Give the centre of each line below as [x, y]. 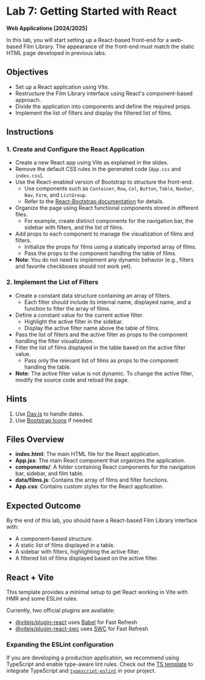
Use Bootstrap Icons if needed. [54, 420]
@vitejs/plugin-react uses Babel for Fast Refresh [76, 622]
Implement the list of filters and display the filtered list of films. [94, 113]
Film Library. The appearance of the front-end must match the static [109, 46]
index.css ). [29, 176]
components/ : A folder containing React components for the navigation [105, 467]
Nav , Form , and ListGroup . [56, 195]
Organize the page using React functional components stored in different [107, 208]
